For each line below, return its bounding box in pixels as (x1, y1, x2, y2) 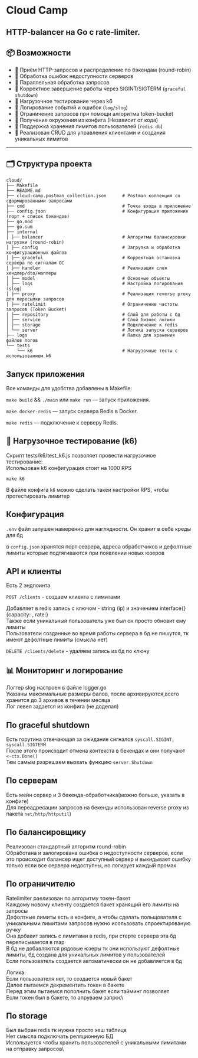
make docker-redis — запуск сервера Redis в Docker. (6, 408, 138, 415)
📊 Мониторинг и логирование (6, 665, 123, 675)
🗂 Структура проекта (6, 159, 93, 169)
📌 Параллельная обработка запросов (14, 79, 110, 86)
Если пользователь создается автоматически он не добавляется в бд (6, 957, 183, 964)
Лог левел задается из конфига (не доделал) (6, 703, 119, 710)
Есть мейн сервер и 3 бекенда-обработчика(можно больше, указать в (6, 791, 185, 798)
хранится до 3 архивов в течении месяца (6, 697, 111, 704)
